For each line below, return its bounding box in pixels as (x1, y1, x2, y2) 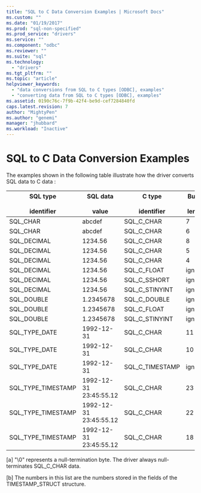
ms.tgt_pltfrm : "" (6, 70, 52, 76)
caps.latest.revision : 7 (6, 103, 68, 110)
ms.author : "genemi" (6, 115, 58, 121)
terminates (6, 462, 33, 470)
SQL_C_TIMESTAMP (124, 362, 181, 371)
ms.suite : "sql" (6, 53, 47, 59)
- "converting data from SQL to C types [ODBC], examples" (11, 92, 162, 98)
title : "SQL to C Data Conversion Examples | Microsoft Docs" (6, 8, 165, 15)
